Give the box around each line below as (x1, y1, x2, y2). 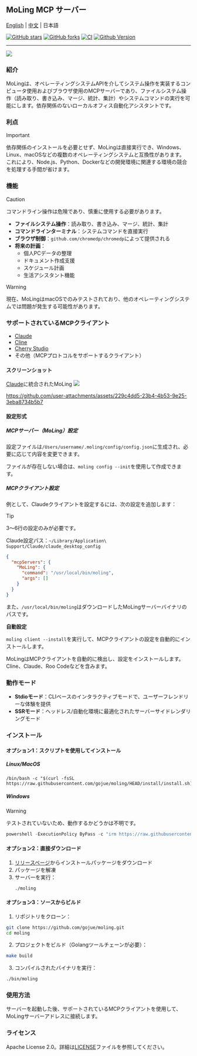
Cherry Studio (14, 345, 49, 352)
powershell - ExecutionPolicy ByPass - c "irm (6, 831, 117, 837)
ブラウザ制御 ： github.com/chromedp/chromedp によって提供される (14, 235, 171, 242)
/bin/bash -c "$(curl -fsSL (6, 775, 75, 781)
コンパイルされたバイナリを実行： (14, 965, 97, 972)
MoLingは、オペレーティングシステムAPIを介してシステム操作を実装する (6, 80, 181, 87)
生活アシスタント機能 (23, 271, 75, 279)
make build (6, 953, 33, 959)
